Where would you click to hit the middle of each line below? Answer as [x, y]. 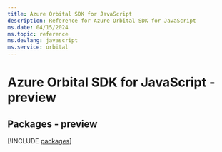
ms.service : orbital [38, 47]
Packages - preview [52, 124]
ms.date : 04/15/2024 [38, 27]
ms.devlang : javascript [43, 41]
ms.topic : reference [38, 34]
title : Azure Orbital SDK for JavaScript [70, 14]
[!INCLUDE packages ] [40, 141]
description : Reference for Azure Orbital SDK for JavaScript [102, 21]
